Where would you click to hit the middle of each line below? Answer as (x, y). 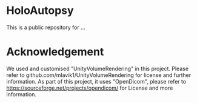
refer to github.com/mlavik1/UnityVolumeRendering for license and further (99, 75)
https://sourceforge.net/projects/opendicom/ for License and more (90, 88)
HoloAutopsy (40, 11)
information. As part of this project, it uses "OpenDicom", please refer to (96, 81)
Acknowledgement (55, 52)
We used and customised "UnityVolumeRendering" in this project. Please (98, 68)
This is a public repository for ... (46, 27)
